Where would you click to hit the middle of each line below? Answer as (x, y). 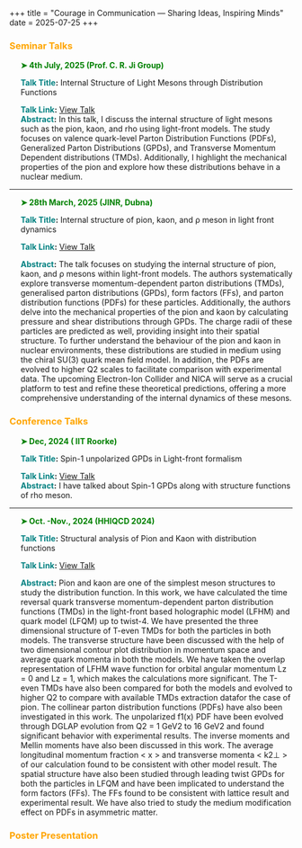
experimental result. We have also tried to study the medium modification (156, 802)
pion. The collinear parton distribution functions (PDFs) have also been (152, 707)
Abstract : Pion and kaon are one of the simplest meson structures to (148, 583)
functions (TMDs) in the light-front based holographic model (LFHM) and (155, 611)
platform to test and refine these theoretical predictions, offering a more (154, 388)
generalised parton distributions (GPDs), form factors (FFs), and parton (152, 293)
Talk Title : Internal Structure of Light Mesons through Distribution (142, 83)
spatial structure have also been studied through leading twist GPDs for (153, 773)
